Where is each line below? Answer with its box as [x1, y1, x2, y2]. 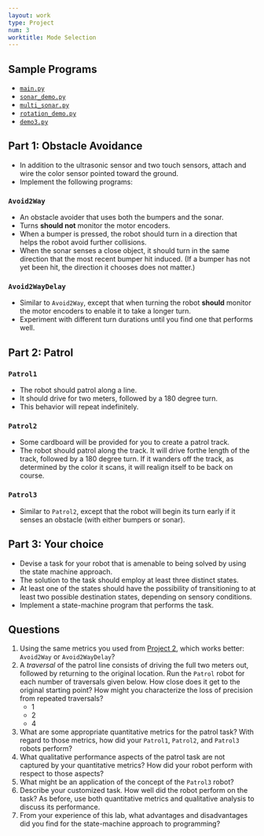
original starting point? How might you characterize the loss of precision [19, 685, 253, 695]
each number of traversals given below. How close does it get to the [19, 677, 241, 687]
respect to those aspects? [19, 769, 104, 779]
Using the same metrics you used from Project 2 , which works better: [19, 643, 245, 653]
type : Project [8, 19, 55, 27]
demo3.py [19, 119, 49, 126]
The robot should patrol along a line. [19, 386, 137, 395]
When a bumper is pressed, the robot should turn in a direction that [19, 229, 238, 239]
